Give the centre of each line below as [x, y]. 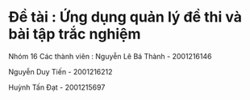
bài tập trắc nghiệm [75, 34]
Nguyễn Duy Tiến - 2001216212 [60, 71]
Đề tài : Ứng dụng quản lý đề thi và [125, 17]
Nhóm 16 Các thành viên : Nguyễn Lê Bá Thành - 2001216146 [110, 56]
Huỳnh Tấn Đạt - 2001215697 [57, 87]
